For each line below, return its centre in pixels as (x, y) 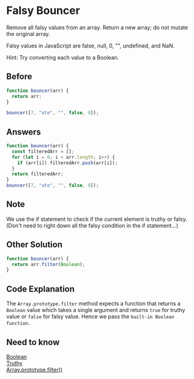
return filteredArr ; (38, 174)
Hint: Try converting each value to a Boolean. (63, 57)
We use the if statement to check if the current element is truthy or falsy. (97, 219)
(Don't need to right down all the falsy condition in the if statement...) (92, 225)
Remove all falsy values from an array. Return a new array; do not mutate (97, 27)
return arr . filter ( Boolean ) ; (48, 264)
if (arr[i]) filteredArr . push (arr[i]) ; (68, 163)
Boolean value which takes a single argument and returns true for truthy (96, 310)
